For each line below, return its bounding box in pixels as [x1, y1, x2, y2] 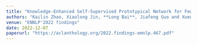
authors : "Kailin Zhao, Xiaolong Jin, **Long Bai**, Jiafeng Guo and [6, 14, 180, 20]
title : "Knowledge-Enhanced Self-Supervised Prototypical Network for [6, 8, 182, 15]
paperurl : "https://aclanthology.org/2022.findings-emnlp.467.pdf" [6, 30, 175, 36]
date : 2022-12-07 [6, 25, 49, 31]
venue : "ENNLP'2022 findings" [6, 19, 80, 25]
